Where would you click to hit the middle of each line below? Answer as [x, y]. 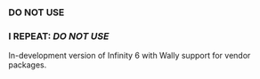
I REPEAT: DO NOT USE [59, 36]
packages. [28, 65]
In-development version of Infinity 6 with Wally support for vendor [130, 56]
